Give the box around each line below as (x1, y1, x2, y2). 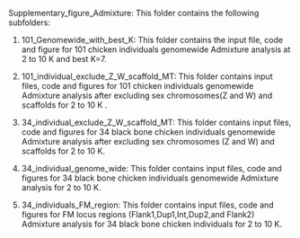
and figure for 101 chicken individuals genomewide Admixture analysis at (21, 44, 291, 55)
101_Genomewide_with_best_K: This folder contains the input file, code (21, 35, 284, 45)
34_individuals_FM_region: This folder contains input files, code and (21, 199, 275, 210)
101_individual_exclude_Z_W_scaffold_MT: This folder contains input (21, 71, 273, 82)
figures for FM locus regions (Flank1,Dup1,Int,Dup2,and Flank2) (21, 209, 255, 219)
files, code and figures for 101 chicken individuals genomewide (21, 81, 254, 91)
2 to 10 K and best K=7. (21, 54, 107, 64)
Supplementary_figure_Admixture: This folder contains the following (8, 8, 260, 18)
